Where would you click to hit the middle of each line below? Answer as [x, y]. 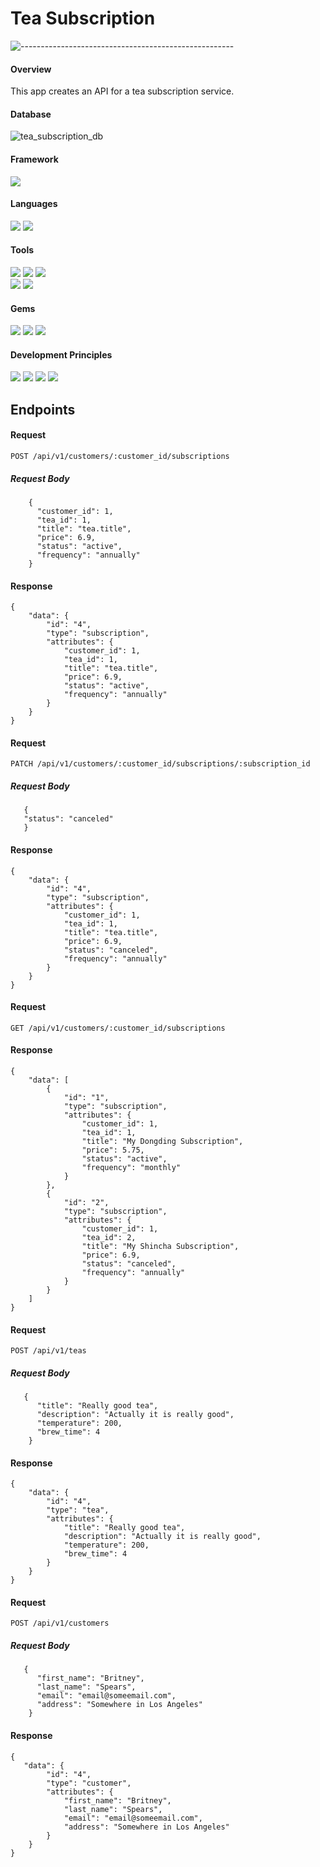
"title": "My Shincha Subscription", [160, 1246]
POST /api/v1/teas [48, 1351]
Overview [31, 69]
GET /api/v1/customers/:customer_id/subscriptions [118, 1028]
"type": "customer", [89, 1783]
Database [31, 114]
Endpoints [43, 409]
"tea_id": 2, [109, 1237]
